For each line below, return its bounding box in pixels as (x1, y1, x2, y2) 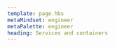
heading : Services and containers (7, 29, 109, 37)
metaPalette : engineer (7, 23, 74, 30)
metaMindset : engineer (7, 17, 74, 23)
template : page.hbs (7, 10, 65, 17)
